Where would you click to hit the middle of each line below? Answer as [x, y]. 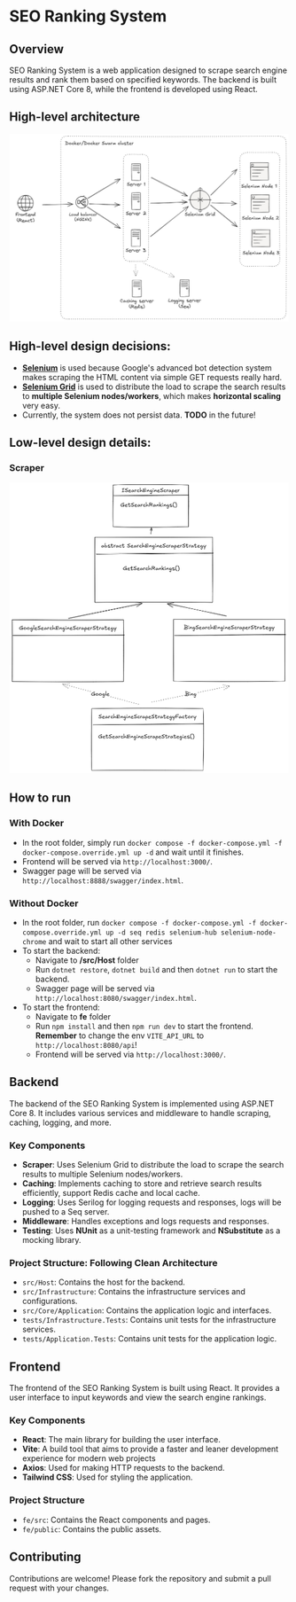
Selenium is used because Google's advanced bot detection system [147, 367]
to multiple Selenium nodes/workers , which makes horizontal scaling [151, 395]
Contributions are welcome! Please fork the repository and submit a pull [140, 1578]
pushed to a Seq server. [66, 1211]
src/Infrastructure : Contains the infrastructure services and [133, 1292]
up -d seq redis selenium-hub [161, 933]
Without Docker [44, 903]
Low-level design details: [80, 443]
